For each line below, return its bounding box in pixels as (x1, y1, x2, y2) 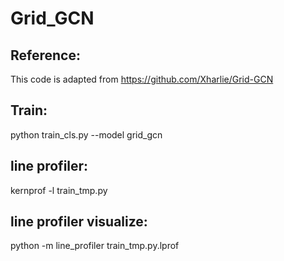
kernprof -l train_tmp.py (10, 184, 108, 196)
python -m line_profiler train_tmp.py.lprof (10, 240, 180, 252)
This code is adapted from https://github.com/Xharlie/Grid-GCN (10, 73, 274, 85)
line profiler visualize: (10, 213, 148, 231)
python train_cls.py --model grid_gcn (10, 128, 163, 141)
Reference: (10, 47, 81, 64)
